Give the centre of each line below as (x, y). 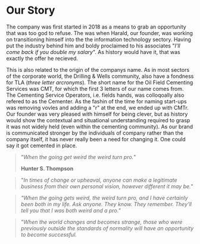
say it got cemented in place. (42, 145)
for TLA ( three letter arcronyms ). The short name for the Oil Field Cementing (100, 82)
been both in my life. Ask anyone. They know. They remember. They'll (106, 204)
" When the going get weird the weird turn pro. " (78, 157)
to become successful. (49, 235)
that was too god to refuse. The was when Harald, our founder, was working (100, 33)
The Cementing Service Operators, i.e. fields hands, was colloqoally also (95, 95)
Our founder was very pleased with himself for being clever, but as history (97, 114)
